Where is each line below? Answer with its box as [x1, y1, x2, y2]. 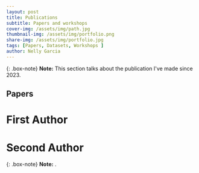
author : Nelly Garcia [6, 48, 61, 54]
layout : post [6, 8, 39, 15]
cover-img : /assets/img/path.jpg [6, 25, 90, 32]
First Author [6, 113, 68, 127]
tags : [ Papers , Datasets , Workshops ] [6, 43, 104, 49]
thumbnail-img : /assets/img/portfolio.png [6, 31, 115, 38]
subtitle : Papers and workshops [6, 20, 87, 26]
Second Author [6, 140, 84, 154]
